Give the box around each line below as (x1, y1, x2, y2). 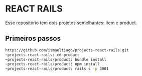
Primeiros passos (5, 34, 61, 43)
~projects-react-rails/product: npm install (5, 61, 100, 67)
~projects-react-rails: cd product (5, 52, 80, 57)
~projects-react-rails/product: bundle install (5, 57, 107, 62)
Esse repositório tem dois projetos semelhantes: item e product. (5, 20, 137, 26)
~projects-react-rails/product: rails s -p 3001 (5, 66, 109, 71)
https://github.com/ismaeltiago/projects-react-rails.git (5, 47, 129, 53)
